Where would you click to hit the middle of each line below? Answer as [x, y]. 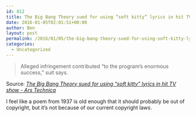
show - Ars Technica [31, 90]
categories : [20, 44]
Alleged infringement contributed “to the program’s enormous [94, 66]
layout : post [22, 33]
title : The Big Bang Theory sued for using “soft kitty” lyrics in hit [95, 17]
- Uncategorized [31, 50]
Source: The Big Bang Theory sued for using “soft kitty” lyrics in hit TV [91, 84]
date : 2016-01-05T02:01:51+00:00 [47, 22]
